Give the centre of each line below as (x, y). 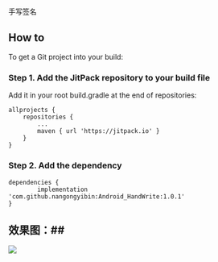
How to (27, 37)
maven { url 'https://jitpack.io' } (99, 131)
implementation (63, 189)
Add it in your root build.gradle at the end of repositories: (103, 95)
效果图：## (37, 230)
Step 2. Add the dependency (65, 165)
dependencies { (34, 182)
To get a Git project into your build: (66, 57)
